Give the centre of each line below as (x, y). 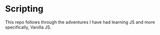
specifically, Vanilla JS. (28, 27)
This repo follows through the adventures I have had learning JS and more (80, 22)
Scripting (24, 9)
